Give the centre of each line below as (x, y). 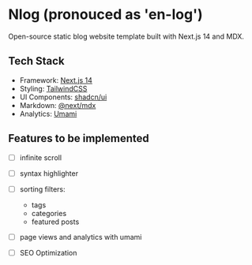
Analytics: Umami (48, 114)
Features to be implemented (79, 138)
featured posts (55, 222)
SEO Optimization (48, 252)
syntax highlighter (49, 173)
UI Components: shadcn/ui (63, 97)
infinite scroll (40, 157)
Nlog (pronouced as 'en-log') (105, 15)
